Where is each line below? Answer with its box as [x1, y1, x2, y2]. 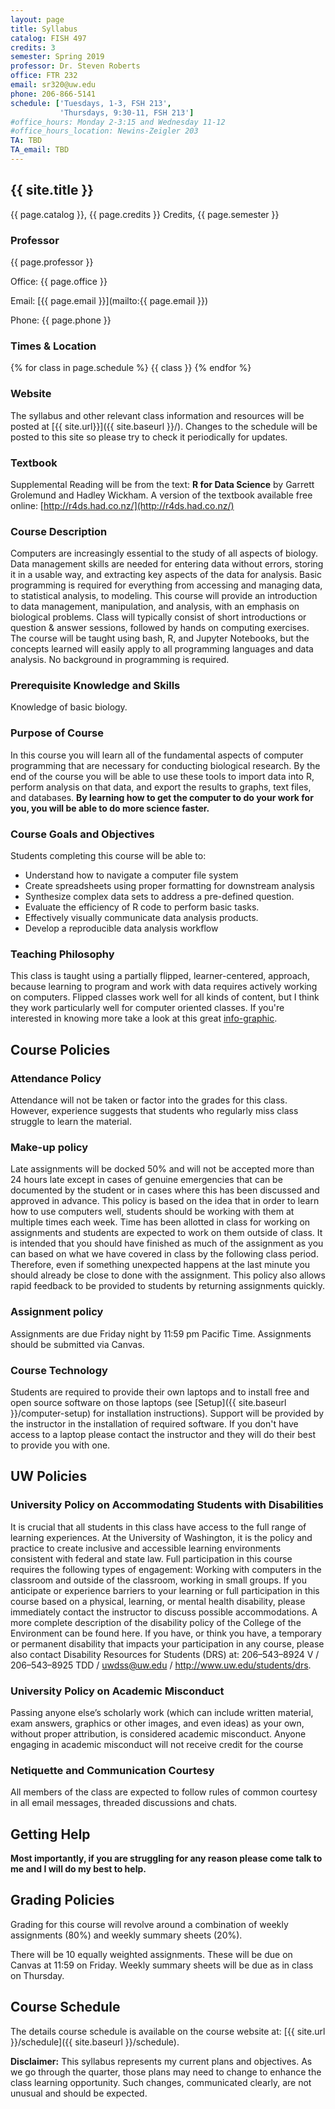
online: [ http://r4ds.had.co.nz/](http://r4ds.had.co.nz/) [10, 499, 235, 511]
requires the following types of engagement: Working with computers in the [10, 1563, 322, 1575]
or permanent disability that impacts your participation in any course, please [10, 1637, 325, 1650]
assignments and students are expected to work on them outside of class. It [10, 1227, 323, 1239]
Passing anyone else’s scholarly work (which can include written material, [10, 1706, 314, 1718]
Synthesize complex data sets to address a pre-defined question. [24, 891, 295, 903]
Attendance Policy [10, 1071, 102, 1085]
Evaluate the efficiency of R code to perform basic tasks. [24, 901, 260, 913]
